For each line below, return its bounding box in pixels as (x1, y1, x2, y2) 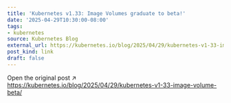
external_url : (7, 42, 48, 49)
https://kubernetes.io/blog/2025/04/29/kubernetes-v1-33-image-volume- (7, 80, 217, 89)
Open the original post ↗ (7, 73, 77, 82)
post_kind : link (7, 49, 54, 56)
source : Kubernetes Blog (7, 36, 78, 43)
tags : (7, 23, 23, 30)
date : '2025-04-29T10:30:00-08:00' (7, 16, 109, 23)
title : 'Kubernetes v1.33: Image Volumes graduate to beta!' (7, 10, 186, 17)
